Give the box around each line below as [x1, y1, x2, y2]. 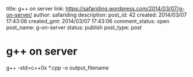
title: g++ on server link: [6, 5, 65, 12]
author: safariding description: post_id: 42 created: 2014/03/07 [33, 11, 187, 18]
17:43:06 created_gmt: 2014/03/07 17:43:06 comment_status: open [6, 18, 170, 24]
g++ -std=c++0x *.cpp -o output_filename [6, 64, 109, 71]
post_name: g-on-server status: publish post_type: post [6, 24, 142, 31]
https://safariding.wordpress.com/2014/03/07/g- [65, 5, 185, 12]
